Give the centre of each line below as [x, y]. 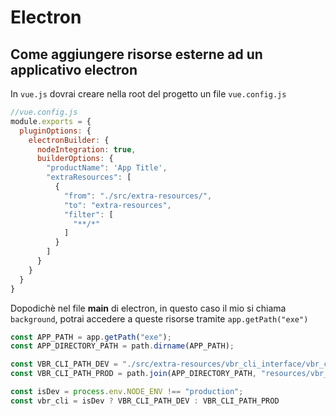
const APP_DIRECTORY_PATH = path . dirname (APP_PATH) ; [122, 346]
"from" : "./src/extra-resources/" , [138, 196]
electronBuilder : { [69, 140]
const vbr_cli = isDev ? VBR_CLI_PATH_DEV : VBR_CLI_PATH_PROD [145, 401]
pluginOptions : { [55, 131]
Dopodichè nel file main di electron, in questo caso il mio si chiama [148, 308]
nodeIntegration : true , [86, 149]
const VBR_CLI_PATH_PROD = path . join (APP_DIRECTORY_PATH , [133, 374]
